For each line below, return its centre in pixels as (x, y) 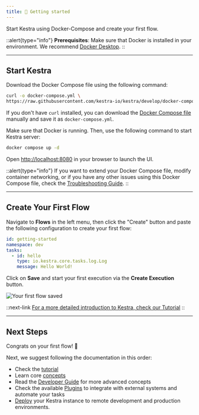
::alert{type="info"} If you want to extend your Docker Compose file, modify (99, 171)
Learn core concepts (40, 375)
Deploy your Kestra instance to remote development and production (97, 400)
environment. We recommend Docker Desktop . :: (66, 46)
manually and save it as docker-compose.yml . (60, 119)
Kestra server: (23, 137)
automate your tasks (40, 394)
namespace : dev (25, 244)
